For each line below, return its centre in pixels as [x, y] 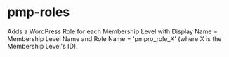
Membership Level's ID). [43, 46]
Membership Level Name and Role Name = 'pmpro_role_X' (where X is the [115, 38]
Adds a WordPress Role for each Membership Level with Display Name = [112, 31]
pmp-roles [39, 12]
